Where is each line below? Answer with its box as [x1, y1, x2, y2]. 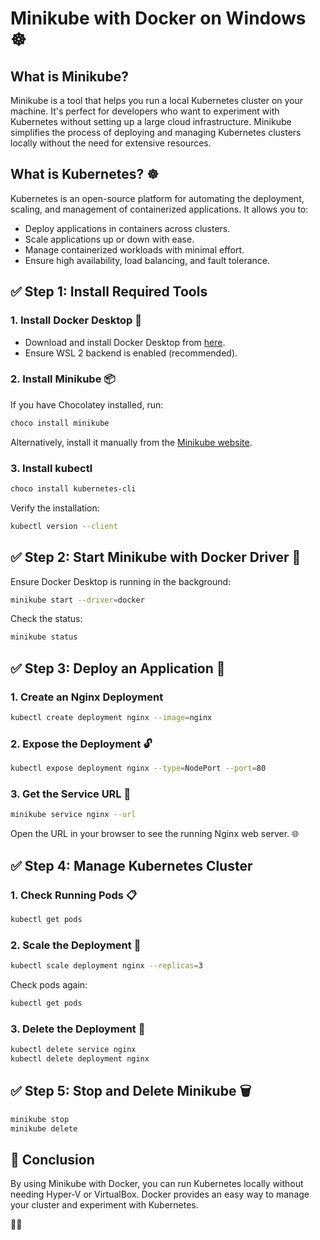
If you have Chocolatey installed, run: [10, 398, 164, 411]
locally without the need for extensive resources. [10, 137, 212, 149]
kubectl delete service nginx [10, 1045, 137, 1055]
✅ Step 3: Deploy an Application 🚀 [10, 660, 226, 677]
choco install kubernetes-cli [10, 483, 137, 494]
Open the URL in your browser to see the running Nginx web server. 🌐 [10, 828, 300, 840]
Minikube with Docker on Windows [10, 7, 307, 30]
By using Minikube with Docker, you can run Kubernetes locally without [10, 1178, 304, 1190]
